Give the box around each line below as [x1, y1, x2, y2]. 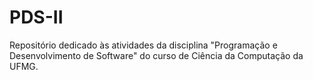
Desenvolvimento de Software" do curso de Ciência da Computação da [9, 49, 304, 61]
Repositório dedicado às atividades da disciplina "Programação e [9, 39, 278, 51]
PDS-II [9, 6, 64, 29]
